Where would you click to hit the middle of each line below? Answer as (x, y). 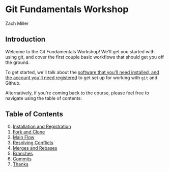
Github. (13, 83)
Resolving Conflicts (33, 143)
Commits (22, 159)
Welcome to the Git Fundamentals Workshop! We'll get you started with (80, 51)
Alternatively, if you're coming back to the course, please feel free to (77, 93)
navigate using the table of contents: (44, 98)
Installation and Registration (42, 126)
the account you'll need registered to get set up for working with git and (81, 78)
